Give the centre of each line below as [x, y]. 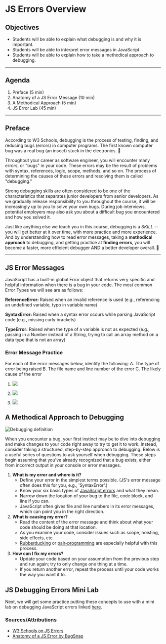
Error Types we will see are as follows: [44, 290]
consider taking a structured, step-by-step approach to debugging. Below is [83, 449]
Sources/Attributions [31, 620]
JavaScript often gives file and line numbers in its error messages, [87, 506]
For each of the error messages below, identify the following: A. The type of [82, 363]
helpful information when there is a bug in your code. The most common [79, 285]
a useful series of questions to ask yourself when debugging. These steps [81, 454]
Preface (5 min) [28, 92]
